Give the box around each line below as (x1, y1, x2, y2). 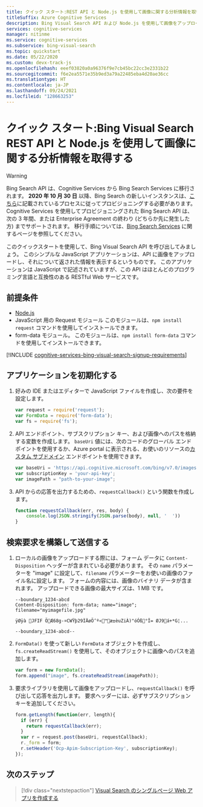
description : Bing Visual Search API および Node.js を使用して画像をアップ (6, 20, 192, 26)
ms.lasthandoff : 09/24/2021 (6, 88, 77, 94)
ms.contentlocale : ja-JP (6, 82, 69, 88)
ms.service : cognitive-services (6, 37, 88, 43)
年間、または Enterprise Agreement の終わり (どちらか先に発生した (23, 214, 190, 222)
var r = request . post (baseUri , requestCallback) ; (21, 734, 148, 740)
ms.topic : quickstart (6, 48, 61, 55)
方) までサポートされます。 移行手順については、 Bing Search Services (6, 222, 181, 230)
